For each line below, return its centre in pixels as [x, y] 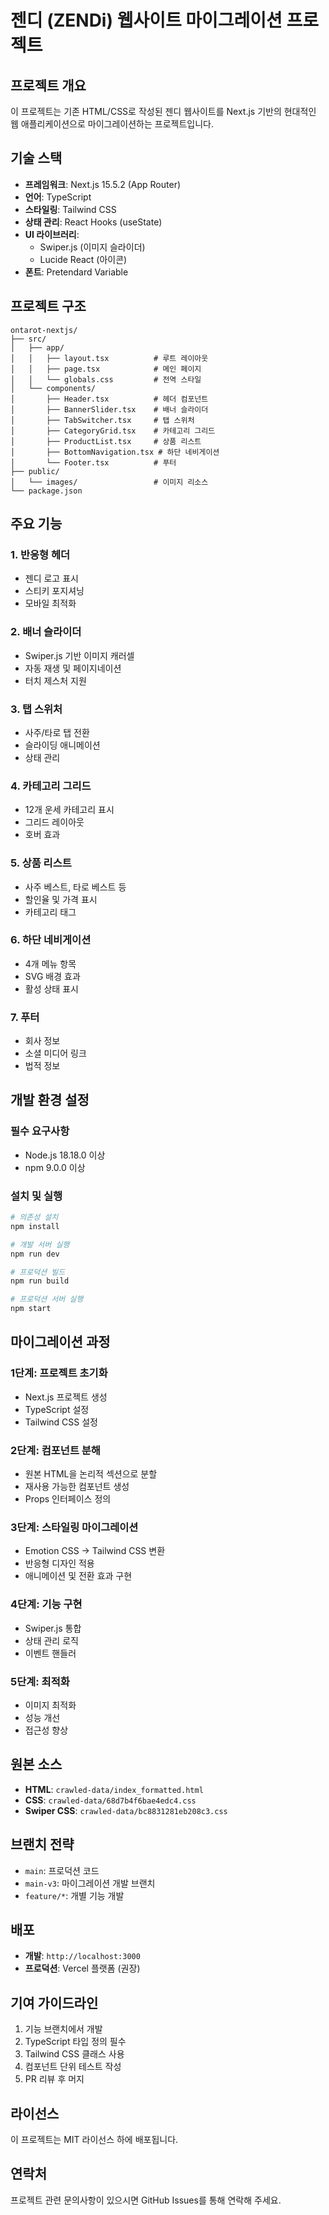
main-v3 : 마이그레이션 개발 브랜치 [90, 1883]
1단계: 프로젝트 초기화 [59, 1373]
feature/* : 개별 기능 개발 [74, 1895]
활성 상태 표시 [51, 988]
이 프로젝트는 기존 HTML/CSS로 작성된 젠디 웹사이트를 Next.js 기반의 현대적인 [163, 111]
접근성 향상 [46, 1730]
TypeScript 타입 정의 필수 [75, 2042]
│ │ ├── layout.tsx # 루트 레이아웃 [109, 358]
